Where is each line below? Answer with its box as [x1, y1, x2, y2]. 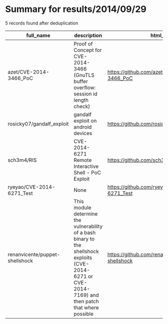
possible [73, 310, 94, 317]
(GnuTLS [73, 71, 95, 78]
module [73, 204, 91, 211]
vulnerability [73, 222, 103, 229]
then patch [73, 297, 99, 304]
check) [73, 102, 90, 109]
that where [73, 304, 99, 311]
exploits [73, 254, 92, 261]
